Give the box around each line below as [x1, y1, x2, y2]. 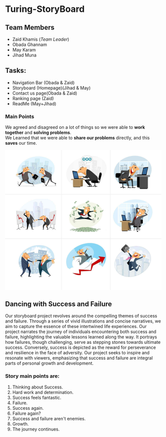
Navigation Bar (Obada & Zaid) [12, 79, 75, 85]
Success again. [12, 405, 44, 411]
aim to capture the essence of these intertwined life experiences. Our [5, 324, 147, 329]
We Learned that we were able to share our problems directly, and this [5, 135, 150, 141]
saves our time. [5, 140, 37, 146]
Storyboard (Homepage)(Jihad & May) [12, 85, 91, 91]
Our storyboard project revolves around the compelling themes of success [5, 313, 158, 319]
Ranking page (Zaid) [12, 95, 54, 101]
